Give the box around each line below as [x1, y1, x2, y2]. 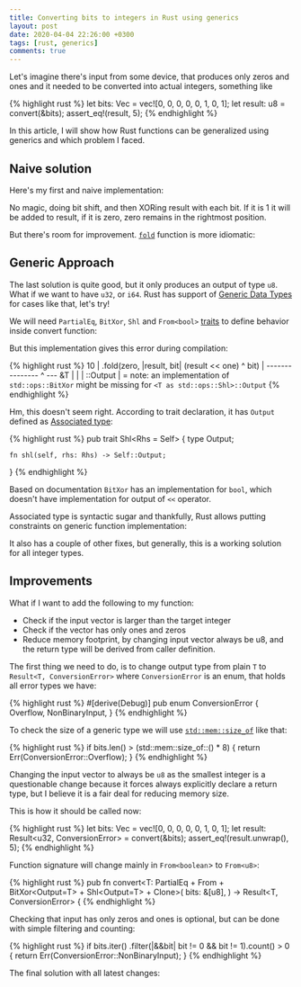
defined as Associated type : [9, 416, 114, 426]
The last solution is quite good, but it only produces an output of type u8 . [9, 279, 279, 290]
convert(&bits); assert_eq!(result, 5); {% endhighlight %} [9, 108, 218, 119]
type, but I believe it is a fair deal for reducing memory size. [9, 788, 229, 799]
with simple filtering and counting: [9, 923, 136, 934]
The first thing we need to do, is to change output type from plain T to [9, 660, 267, 671]
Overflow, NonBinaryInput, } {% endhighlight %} [9, 707, 188, 718]
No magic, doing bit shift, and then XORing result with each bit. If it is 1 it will [9, 202, 290, 212]
